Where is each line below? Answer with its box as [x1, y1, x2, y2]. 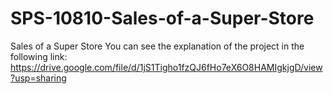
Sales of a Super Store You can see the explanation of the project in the [10, 40, 305, 52]
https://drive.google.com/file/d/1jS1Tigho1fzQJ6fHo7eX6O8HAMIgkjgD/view [10, 61, 323, 73]
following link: [10, 50, 68, 62]
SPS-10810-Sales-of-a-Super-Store [10, 7, 315, 30]
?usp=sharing [10, 72, 67, 84]
